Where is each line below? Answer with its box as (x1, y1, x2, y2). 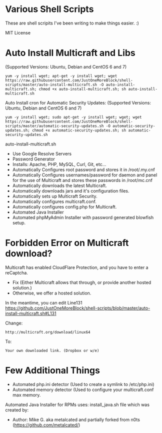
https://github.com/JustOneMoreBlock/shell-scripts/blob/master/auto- (5, 305, 150, 311)
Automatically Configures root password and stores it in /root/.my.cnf (12, 166, 155, 172)
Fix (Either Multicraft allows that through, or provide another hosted (12, 279, 151, 285)
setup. (12, 219, 26, 225)
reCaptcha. (5, 269, 28, 275)
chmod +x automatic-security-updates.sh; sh (31, 127, 126, 133)
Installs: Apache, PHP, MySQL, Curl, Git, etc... (12, 161, 106, 167)
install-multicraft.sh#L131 (5, 310, 56, 316)
